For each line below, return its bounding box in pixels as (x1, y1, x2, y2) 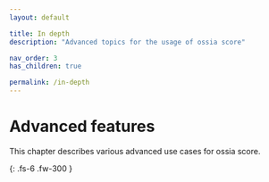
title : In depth (9, 29, 70, 38)
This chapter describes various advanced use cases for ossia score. (9, 145, 261, 156)
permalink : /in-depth (9, 78, 90, 87)
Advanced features (9, 117, 156, 136)
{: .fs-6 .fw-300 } (9, 162, 73, 174)
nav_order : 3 (9, 54, 58, 62)
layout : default (9, 12, 70, 22)
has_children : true (9, 62, 82, 71)
